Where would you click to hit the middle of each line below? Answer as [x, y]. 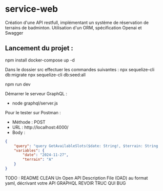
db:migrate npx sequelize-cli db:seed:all [45, 75]
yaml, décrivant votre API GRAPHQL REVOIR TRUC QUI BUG [65, 183]
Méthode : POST [29, 122]
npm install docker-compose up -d [40, 60]
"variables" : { [29, 150]
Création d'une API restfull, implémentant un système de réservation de [77, 22]
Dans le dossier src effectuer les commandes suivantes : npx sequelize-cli [80, 69]
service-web [31, 9]
